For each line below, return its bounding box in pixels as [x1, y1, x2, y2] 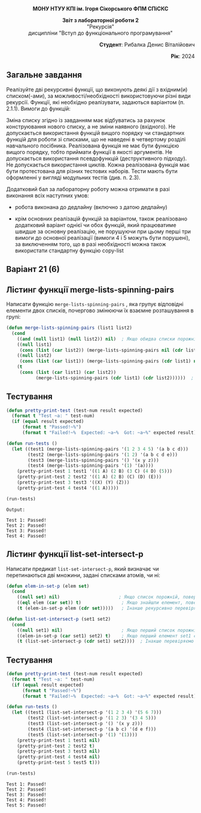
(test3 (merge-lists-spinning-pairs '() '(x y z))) [28, 457, 160, 463]
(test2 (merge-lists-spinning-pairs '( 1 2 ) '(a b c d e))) [28, 452, 178, 458]
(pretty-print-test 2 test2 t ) [17, 743, 95, 749]
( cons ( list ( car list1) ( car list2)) [19, 370, 117, 376]
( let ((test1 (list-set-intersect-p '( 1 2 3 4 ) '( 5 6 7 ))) [11, 709, 162, 715]
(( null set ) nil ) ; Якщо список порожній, [17, 594, 181, 600]
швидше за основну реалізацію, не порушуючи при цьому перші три [14, 228, 191, 235]
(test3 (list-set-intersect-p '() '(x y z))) [28, 721, 144, 727]
